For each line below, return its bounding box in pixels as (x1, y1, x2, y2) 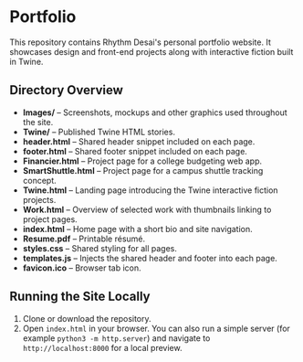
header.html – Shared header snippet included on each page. (22, 135, 256, 147)
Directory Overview (9, 82, 123, 98)
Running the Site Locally (9, 289, 151, 304)
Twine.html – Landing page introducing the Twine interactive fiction (22, 185, 278, 196)
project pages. (22, 213, 78, 225)
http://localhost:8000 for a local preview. (22, 342, 183, 353)
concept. (22, 175, 57, 186)
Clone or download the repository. (22, 313, 152, 324)
